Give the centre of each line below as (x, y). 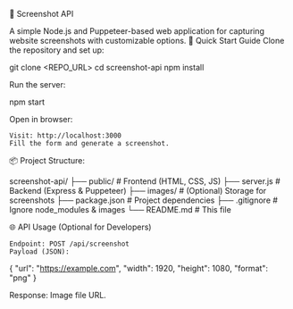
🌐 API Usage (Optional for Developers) (80, 227)
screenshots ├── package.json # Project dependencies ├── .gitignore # (144, 200)
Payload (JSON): (39, 252)
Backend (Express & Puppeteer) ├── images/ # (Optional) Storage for (138, 191)
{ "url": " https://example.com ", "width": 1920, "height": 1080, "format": (139, 268)
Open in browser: (41, 119)
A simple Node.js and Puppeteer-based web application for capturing (137, 31)
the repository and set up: (57, 50)
